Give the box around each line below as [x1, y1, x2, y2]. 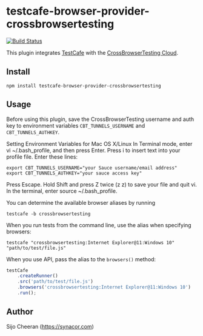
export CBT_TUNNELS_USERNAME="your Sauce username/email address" [6, 165, 178, 171]
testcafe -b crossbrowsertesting [6, 211, 91, 217]
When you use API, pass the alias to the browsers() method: [6, 255, 156, 262]
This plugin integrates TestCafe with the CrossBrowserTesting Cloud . [6, 49, 179, 56]
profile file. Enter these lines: [6, 153, 78, 160]
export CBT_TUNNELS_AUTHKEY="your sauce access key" [6, 170, 142, 176]
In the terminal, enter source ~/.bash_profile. [6, 187, 118, 194]
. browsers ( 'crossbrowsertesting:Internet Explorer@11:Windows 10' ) [17, 284, 191, 290]
